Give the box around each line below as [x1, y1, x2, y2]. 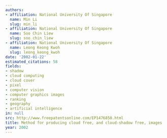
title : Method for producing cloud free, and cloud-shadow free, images [5, 120, 162, 125]
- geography [5, 102, 30, 107]
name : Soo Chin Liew [10, 31, 53, 36]
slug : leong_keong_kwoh [10, 50, 60, 55]
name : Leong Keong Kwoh [10, 45, 60, 50]
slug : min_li [10, 21, 38, 27]
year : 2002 [5, 125, 28, 130]
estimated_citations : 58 [5, 59, 58, 64]
